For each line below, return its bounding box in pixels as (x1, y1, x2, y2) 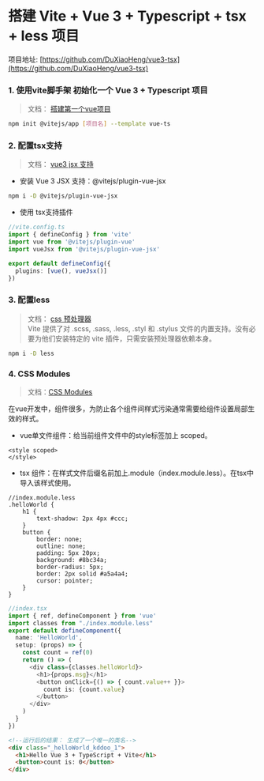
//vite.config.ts (8, 223, 65, 232)
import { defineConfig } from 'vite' (8, 231, 132, 239)
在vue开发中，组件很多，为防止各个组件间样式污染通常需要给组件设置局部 (8, 404, 248, 413)
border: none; (36, 535, 83, 543)
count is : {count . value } (43, 685, 125, 693)
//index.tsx (8, 604, 47, 613)
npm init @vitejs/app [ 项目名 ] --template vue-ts (8, 120, 171, 128)
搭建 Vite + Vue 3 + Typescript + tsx (8, 7, 247, 25)
